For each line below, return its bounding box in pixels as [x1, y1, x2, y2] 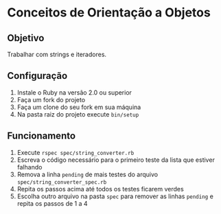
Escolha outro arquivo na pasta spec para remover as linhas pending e [16, 192, 214, 200]
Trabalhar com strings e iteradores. [7, 50, 107, 58]
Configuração [7, 70, 68, 82]
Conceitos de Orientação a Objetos [7, 5, 211, 21]
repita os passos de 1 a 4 [16, 199, 88, 207]
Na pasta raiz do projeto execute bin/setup [16, 110, 139, 118]
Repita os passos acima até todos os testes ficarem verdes [16, 185, 184, 193]
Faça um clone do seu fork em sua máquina [16, 103, 141, 111]
